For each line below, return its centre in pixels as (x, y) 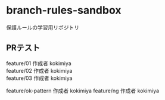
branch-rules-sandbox (64, 10)
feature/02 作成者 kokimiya (39, 70)
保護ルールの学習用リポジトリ (43, 27)
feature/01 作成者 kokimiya (39, 63)
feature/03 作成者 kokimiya (39, 78)
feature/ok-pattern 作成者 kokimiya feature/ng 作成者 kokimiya (83, 91)
